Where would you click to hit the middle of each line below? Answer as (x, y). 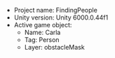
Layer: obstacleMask (55, 47)
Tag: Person (42, 40)
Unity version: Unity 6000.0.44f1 (61, 17)
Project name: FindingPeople (56, 10)
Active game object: (43, 25)
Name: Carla (42, 32)
